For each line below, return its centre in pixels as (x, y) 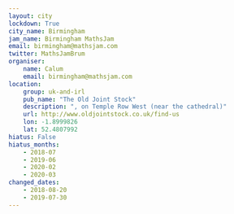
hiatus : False (32, 137)
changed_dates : (34, 183)
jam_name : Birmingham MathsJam (61, 39)
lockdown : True (34, 24)
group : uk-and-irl (54, 92)
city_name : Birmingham (47, 31)
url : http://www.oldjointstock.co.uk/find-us (102, 115)
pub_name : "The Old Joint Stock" (80, 99)
